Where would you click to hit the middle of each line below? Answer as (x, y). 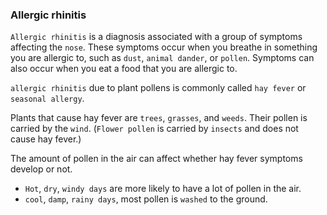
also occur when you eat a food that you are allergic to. (124, 69)
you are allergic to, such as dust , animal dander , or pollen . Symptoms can (162, 58)
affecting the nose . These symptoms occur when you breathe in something (164, 47)
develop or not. (41, 169)
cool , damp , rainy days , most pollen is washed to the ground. (146, 199)
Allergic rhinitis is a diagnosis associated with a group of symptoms (156, 37)
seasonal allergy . (47, 99)
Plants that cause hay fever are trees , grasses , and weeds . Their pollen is (159, 118)
